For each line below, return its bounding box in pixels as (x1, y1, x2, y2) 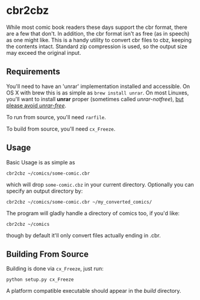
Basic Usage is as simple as (6, 158, 75, 166)
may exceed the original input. (6, 49, 81, 56)
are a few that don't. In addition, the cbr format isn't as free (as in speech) (6, 30, 190, 37)
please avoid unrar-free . (6, 102, 66, 109)
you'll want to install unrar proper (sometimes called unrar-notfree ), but (6, 95, 184, 102)
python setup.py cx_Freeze (6, 277, 74, 283)
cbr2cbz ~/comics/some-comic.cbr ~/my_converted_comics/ (6, 199, 152, 205)
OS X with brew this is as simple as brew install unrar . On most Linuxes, (6, 89, 189, 96)
